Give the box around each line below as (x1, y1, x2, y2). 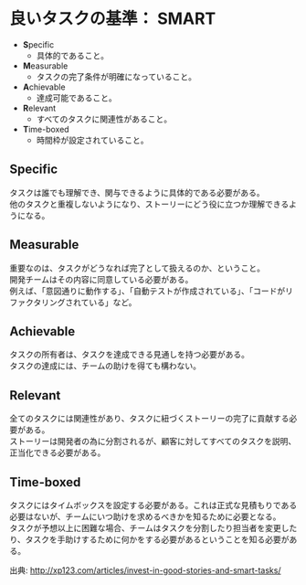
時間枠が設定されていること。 (36, 134, 149, 145)
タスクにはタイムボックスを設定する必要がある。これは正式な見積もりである (9, 500, 298, 510)
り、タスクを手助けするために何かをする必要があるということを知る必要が (9, 534, 290, 545)
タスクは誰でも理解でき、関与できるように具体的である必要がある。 (9, 186, 265, 197)
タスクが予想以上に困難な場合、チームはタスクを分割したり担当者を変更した (9, 523, 298, 533)
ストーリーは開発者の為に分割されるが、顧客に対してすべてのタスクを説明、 (9, 436, 297, 447)
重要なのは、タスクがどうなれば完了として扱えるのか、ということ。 (9, 262, 265, 273)
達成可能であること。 (36, 92, 117, 103)
